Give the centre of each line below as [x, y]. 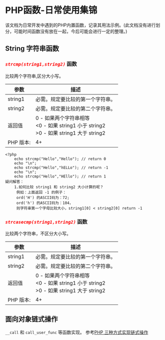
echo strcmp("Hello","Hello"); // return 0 [60, 159]
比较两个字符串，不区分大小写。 [38, 233]
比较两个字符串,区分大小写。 [34, 76]
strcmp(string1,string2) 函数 [41, 64]
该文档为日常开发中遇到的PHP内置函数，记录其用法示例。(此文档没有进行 [80, 25]
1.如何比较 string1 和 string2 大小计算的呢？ [59, 187]
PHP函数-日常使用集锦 [51, 10]
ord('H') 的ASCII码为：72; [43, 197]
